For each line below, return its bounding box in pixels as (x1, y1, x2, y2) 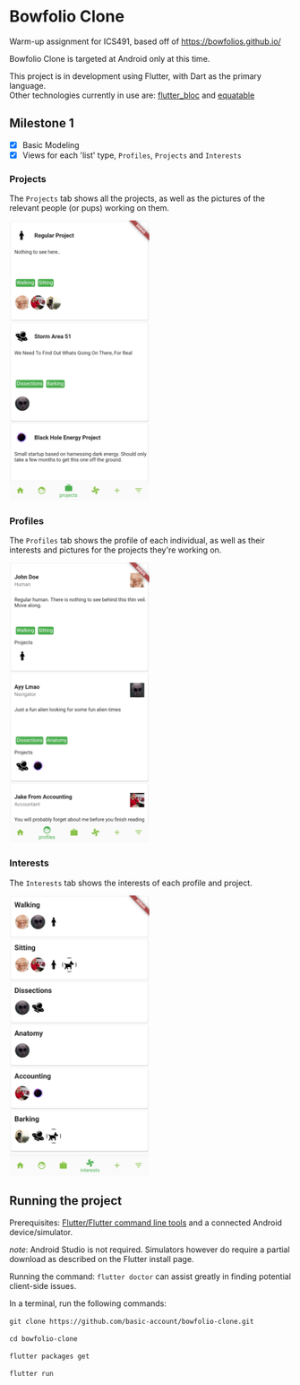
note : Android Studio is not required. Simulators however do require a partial (9, 1244, 290, 1255)
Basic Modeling (21, 139, 80, 150)
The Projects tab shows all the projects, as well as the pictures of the (9, 193, 266, 204)
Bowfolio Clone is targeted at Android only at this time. (9, 53, 210, 64)
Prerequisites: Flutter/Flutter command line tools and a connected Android (9, 1217, 282, 1228)
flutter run (9, 1369, 54, 1378)
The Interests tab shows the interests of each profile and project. (9, 877, 253, 888)
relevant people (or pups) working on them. (9, 203, 170, 213)
